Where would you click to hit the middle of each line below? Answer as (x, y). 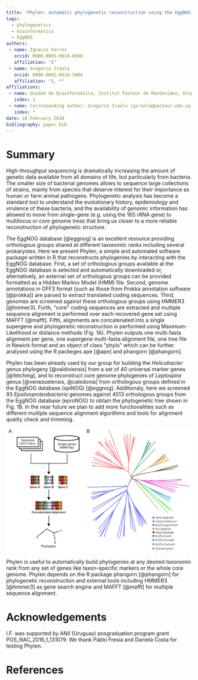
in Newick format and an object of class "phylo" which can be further (90, 345)
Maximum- (174, 326)
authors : (17, 44)
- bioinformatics (33, 31)
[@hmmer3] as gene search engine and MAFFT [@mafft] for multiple (90, 587)
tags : (13, 19)
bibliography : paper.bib (37, 125)
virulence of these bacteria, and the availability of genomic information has (97, 208)
